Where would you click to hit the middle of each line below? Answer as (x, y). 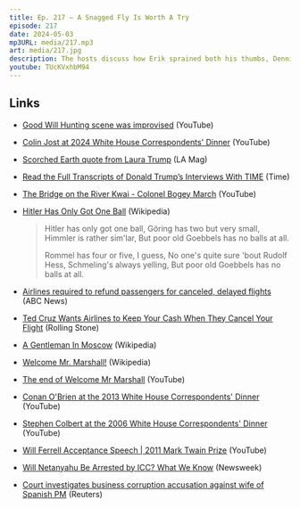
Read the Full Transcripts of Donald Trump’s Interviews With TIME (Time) (156, 176)
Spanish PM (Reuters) (62, 494)
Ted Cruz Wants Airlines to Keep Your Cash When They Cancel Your (148, 318)
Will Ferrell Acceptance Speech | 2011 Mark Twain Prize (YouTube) (145, 450)
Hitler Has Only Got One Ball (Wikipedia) (96, 211)
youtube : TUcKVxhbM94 (50, 68)
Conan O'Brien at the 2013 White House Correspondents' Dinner (141, 397)
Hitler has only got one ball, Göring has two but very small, (152, 228)
